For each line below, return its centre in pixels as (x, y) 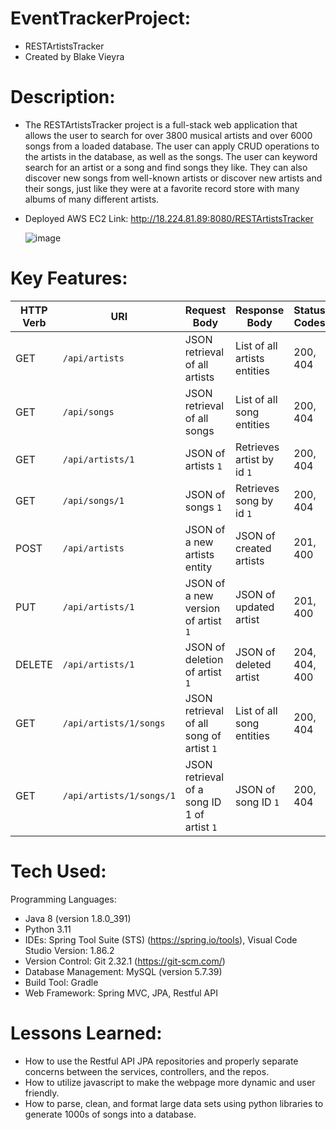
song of (203, 735)
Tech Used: (58, 871)
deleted (253, 664)
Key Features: (69, 278)
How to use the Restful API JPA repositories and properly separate (161, 1061)
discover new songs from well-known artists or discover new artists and (173, 178)
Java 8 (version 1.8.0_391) (78, 918)
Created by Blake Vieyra (74, 56)
